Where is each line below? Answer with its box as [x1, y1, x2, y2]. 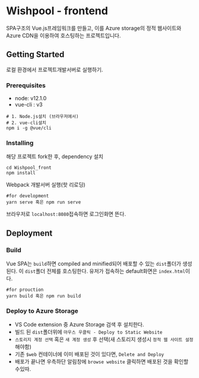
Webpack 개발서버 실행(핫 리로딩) [6, 181, 86, 188]
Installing [6, 138, 34, 147]
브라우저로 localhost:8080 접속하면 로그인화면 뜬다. [6, 211, 127, 218]
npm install [6, 170, 36, 176]
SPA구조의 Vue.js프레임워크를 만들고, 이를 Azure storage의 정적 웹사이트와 [6, 24, 182, 31]
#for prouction [6, 287, 44, 293]
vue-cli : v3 [14, 101, 43, 108]
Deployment [6, 228, 53, 238]
